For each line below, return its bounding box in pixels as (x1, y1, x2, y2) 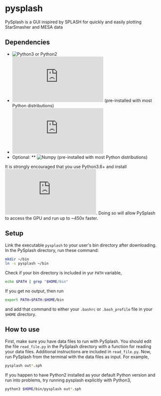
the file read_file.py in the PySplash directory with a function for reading (5, 343, 152, 349)
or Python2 (34, 51, 57, 57)
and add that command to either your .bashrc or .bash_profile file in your (5, 306, 153, 312)
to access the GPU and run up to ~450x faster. (5, 215, 98, 221)
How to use (5, 326, 40, 334)
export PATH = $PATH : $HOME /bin (5, 297, 64, 302)
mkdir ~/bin (5, 257, 29, 262)
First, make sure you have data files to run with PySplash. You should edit (5, 338, 152, 344)
